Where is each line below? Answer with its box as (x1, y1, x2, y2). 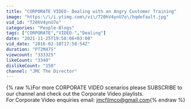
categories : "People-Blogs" (6, 24, 75, 31)
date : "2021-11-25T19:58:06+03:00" (6, 36, 93, 41)
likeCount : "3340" (6, 57, 51, 63)
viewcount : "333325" (6, 52, 57, 58)
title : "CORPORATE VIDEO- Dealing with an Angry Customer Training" (6, 8, 177, 15)
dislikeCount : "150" (6, 62, 57, 69)
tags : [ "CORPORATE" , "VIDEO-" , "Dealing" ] (6, 30, 107, 36)
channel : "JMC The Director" (6, 68, 77, 74)
